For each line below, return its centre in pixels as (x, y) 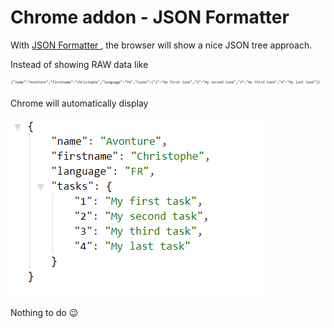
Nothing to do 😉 (44, 312)
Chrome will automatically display (79, 103)
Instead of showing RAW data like (79, 64)
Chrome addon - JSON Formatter (150, 17)
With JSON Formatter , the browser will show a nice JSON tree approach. (161, 45)
